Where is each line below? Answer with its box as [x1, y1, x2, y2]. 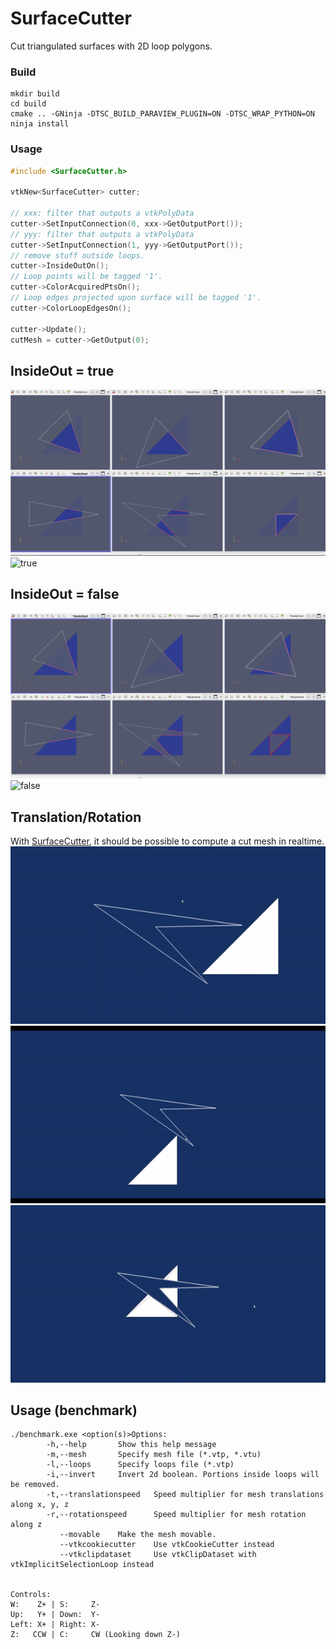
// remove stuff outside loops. [10, 250, 145, 261]
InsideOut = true [10, 362, 115, 379]
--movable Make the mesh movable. [59, 1530, 217, 1540]
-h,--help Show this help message [46, 1440, 217, 1450]
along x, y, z [10, 1500, 70, 1510]
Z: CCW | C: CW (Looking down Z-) [10, 1630, 182, 1640]
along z [10, 1520, 43, 1530]
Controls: [10, 1590, 52, 1600]
